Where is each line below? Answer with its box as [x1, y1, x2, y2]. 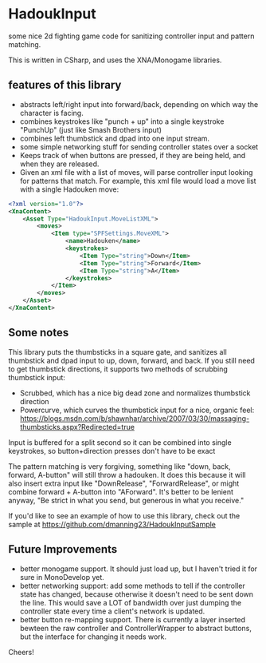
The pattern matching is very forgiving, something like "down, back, [8, 461, 231, 471]
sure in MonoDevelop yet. [19, 572, 105, 582]
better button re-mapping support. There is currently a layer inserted [19, 614, 245, 624]
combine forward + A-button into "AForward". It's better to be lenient [8, 486, 233, 496]
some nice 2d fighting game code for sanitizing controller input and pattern [8, 31, 255, 41]
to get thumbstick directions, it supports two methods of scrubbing [8, 364, 229, 374]
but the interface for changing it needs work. [19, 632, 167, 641]
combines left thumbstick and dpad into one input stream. [19, 133, 209, 143]
